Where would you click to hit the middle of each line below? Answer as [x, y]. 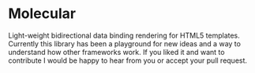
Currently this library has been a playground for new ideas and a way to [124, 43]
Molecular [42, 14]
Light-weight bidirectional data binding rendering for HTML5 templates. [124, 35]
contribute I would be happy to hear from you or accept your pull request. [127, 60]
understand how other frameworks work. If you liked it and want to [116, 52]
